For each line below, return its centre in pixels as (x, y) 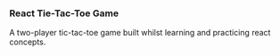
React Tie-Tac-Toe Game (64, 13)
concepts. (28, 42)
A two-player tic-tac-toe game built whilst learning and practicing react (140, 33)
